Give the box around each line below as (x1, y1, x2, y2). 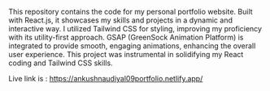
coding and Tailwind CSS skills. (8, 58, 113, 68)
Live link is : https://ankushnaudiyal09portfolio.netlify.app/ (8, 74, 203, 83)
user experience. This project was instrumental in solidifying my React (8, 50, 244, 59)
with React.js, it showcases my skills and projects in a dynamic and (8, 15, 233, 25)
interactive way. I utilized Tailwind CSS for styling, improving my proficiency (8, 24, 263, 33)
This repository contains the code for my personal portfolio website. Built (8, 7, 254, 16)
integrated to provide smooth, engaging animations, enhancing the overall (8, 41, 256, 51)
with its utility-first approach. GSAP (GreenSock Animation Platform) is (8, 32, 244, 42)
